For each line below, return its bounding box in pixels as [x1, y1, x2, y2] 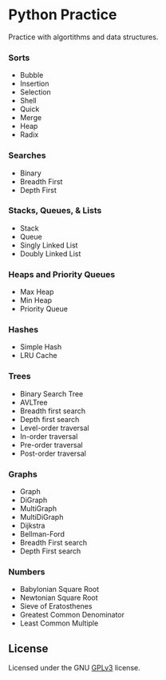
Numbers [8, 566, 45, 577]
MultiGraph [19, 504, 57, 513]
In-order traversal [19, 431, 78, 441]
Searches [8, 150, 46, 161]
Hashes [8, 324, 38, 336]
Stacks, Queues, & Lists [8, 205, 102, 216]
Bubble [19, 70, 44, 80]
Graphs [8, 469, 38, 480]
